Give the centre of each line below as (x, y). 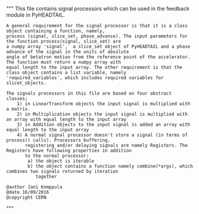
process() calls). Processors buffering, (58, 140)
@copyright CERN (26, 197)
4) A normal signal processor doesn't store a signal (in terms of (102, 135)
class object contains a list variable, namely (66, 73)
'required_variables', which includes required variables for (85, 78)
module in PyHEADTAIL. (35, 15)
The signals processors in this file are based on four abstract (89, 93)
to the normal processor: (57, 156)
